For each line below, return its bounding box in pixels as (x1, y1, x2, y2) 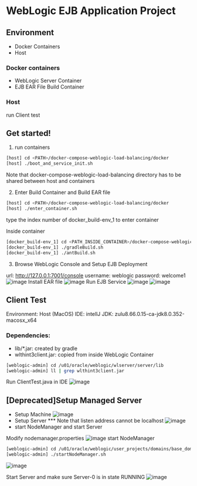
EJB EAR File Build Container (14, 83, 84, 90)
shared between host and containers (6, 178, 95, 185)
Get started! (6, 128, 51, 138)
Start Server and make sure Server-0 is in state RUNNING (6, 473, 145, 480)
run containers (14, 144, 50, 151)
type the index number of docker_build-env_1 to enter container (6, 216, 159, 223)
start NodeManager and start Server (14, 423, 103, 430)
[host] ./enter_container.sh (6, 206, 77, 212)
